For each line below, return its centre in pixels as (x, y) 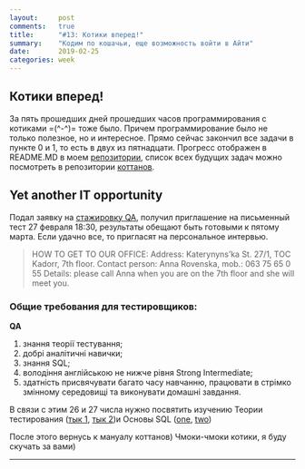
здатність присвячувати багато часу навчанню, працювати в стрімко (157, 382)
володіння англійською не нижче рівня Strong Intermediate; (138, 372)
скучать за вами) (43, 446)
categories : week (42, 60)
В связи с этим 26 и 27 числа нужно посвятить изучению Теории (136, 409)
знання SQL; (46, 363)
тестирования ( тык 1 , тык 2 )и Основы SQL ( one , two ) (111, 419)
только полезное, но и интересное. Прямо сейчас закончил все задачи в (152, 138)
